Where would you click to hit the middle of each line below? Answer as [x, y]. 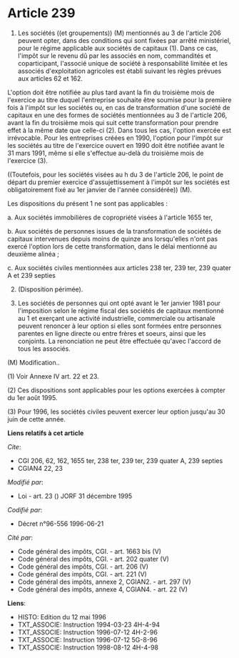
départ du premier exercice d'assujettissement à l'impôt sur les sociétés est [119, 182]
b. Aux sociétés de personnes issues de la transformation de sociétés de [115, 231]
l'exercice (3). [28, 160]
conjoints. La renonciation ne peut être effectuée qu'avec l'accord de [119, 341]
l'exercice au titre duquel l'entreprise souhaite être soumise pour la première [119, 100]
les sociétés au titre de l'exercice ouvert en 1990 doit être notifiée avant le [116, 145]
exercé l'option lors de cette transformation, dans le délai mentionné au [112, 246]
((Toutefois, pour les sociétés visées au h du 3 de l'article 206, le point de [115, 174]
